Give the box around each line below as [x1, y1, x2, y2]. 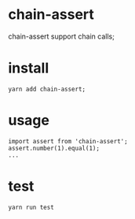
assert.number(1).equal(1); [8, 144, 100, 152]
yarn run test [8, 203, 55, 211]
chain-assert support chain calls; [8, 32, 115, 41]
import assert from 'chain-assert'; [8, 137, 128, 145]
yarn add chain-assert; [8, 85, 86, 93]
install [8, 59, 49, 77]
